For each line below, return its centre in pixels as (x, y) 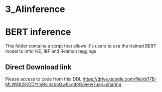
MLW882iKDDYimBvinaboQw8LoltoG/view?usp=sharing (63, 84)
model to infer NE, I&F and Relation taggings (51, 51)
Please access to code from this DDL (43, 79)
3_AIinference (35, 9)
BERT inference (38, 32)
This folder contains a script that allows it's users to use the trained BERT (81, 46)
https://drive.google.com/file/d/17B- (120, 79)
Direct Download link (38, 67)
